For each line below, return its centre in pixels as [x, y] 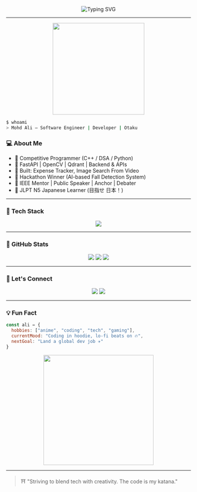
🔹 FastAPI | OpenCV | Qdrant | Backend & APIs [71, 164]
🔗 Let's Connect [29, 278]
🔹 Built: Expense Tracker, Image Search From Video [77, 171]
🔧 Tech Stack [25, 211]
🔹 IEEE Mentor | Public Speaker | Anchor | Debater [75, 183]
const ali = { [23, 325]
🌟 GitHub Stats [27, 244]
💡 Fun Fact [21, 312]
